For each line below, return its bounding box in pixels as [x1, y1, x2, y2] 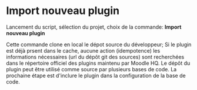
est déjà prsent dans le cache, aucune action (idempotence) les [6, 47, 161, 54]
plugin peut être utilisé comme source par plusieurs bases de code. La [6, 65, 177, 72]
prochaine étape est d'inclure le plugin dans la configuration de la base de [6, 72, 186, 79]
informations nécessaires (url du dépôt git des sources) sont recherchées [6, 53, 185, 60]
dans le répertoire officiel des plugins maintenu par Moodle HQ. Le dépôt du [6, 60, 191, 67]
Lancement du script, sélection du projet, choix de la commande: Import [6, 23, 182, 30]
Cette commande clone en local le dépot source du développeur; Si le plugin [6, 41, 192, 48]
